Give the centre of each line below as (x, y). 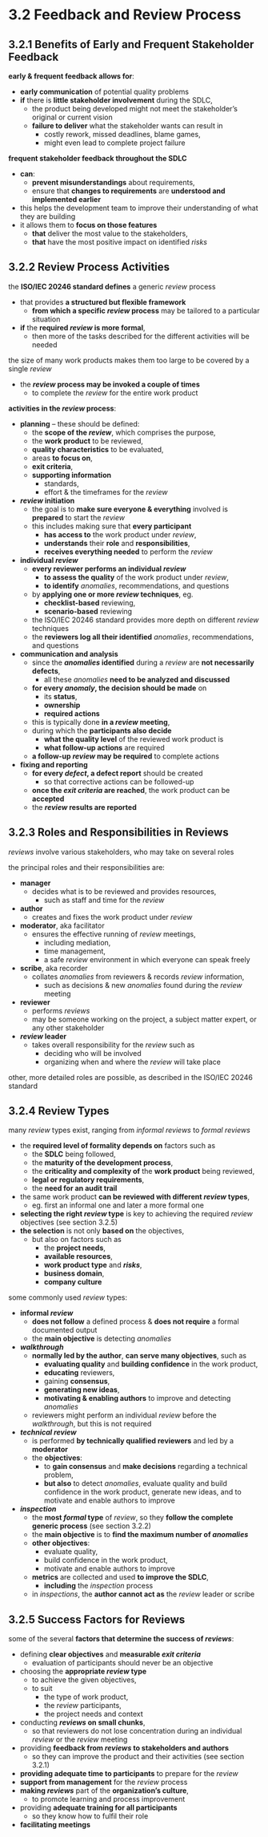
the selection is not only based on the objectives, (102, 1231)
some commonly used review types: (68, 1297)
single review (30, 368)
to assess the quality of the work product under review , (136, 577)
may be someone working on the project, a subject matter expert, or (144, 1019)
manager (35, 883)
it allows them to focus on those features (88, 225)
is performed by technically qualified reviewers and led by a (133, 1441)
